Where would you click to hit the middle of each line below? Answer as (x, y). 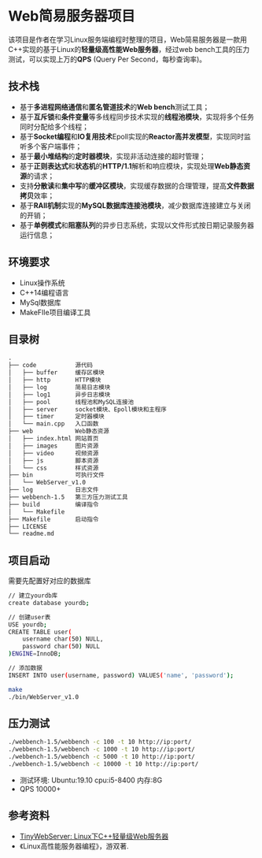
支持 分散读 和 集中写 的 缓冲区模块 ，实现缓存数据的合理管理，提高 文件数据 (137, 185)
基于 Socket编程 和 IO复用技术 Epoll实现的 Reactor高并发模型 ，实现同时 (132, 136)
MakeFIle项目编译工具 (55, 312)
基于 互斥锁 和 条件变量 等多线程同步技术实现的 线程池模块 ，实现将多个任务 (137, 117)
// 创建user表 (30, 617)
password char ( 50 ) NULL (61, 647)
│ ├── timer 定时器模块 (56, 417)
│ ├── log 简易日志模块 (59, 387)
